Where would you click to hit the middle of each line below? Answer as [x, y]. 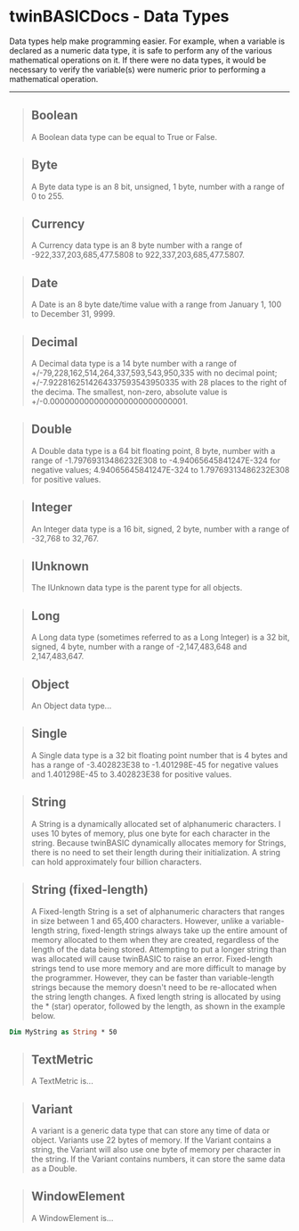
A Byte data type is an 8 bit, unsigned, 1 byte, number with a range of [158, 186]
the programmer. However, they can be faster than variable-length [152, 978]
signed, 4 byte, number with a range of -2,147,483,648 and [139, 647]
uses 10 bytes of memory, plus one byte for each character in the [150, 833]
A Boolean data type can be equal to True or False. [124, 136]
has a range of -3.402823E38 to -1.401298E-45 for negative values [154, 764]
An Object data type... [71, 706]
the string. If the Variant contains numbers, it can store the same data [158, 1159]
